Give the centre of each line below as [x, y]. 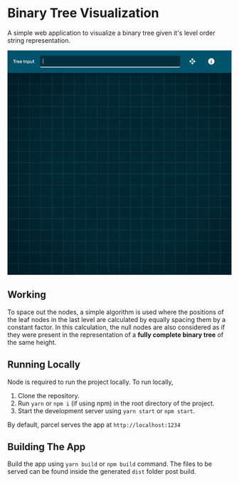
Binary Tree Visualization [83, 13]
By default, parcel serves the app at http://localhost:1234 [94, 425]
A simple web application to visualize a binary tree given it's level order [111, 33]
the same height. [32, 342]
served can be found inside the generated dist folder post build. [102, 472]
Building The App [47, 447]
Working [27, 295]
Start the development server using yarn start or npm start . [106, 410]
